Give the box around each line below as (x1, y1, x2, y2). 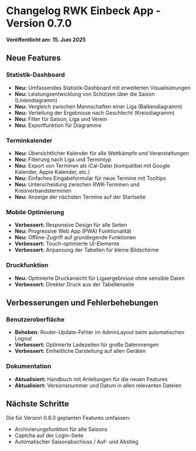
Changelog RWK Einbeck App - (6, 4, 161, 18)
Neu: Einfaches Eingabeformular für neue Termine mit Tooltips (14, 175, 166, 182)
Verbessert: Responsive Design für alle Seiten (14, 222, 127, 229)
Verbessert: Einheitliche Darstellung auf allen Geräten (14, 348, 146, 355)
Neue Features (6, 53, 61, 63)
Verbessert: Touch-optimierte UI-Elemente (14, 240, 120, 248)
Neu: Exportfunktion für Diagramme (14, 122, 102, 129)
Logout (14, 335, 32, 342)
